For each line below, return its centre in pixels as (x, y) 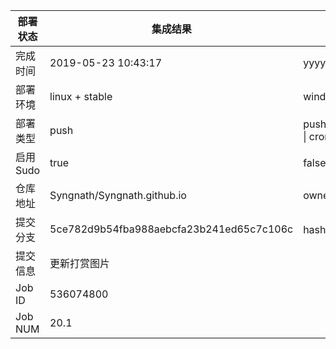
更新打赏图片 (80, 263)
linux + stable (81, 96)
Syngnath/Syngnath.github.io (118, 195)
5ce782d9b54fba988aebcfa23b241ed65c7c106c (171, 229)
